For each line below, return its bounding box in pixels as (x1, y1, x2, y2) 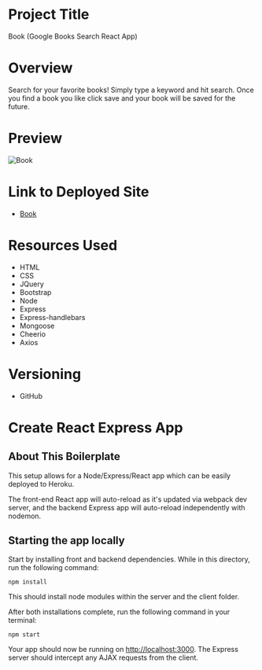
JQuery (19, 279, 45, 289)
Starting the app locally (8, 534, 125, 547)
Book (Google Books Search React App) (8, 31, 138, 41)
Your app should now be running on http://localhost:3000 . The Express (8, 645, 238, 654)
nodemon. (8, 511, 42, 521)
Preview (8, 130, 63, 147)
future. (8, 101, 30, 111)
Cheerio (19, 329, 46, 339)
